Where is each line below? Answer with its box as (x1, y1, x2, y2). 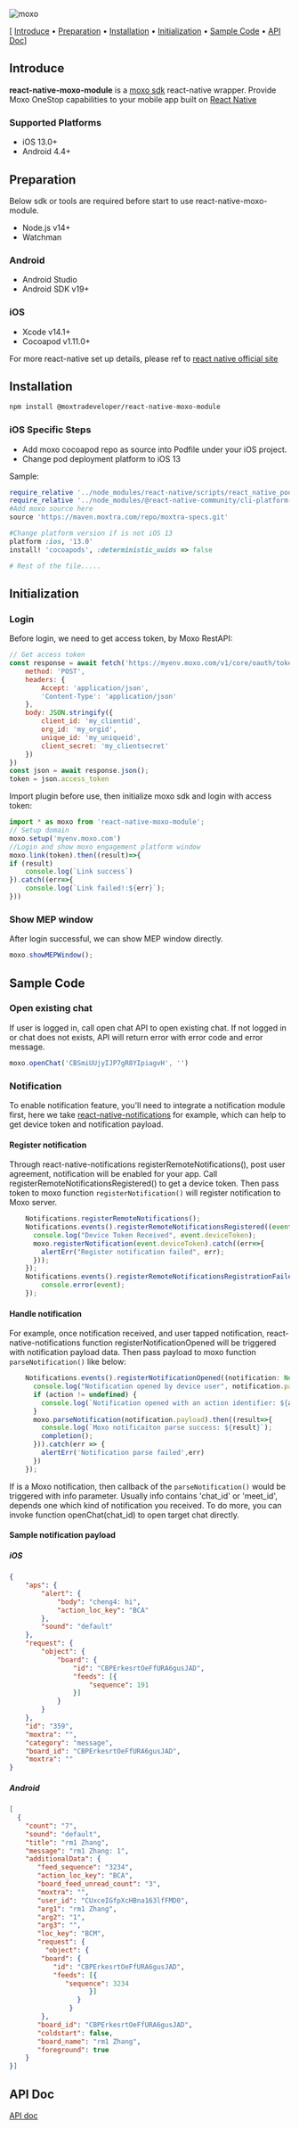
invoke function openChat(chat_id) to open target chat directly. (9, 1509, 240, 1520)
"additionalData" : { (25, 1854, 101, 1863)
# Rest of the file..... (9, 562, 101, 571)
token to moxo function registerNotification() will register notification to (9, 1188, 281, 1198)
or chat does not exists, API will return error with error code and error (9, 1032, 263, 1042)
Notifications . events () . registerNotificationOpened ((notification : (25, 1374, 280, 1383)
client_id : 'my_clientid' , (41, 717, 141, 726)
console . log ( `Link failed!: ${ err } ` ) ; (25, 884, 166, 893)
